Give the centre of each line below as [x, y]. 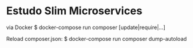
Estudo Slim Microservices [74, 11]
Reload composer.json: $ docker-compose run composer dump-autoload [96, 39]
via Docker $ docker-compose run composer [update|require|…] [86, 27]
